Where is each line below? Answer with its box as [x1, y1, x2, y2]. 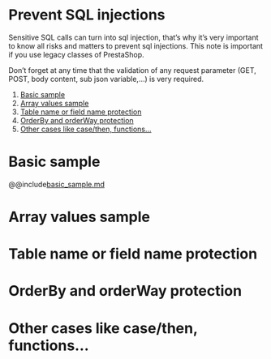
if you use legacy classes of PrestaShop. [8, 49, 144, 59]
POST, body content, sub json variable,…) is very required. [8, 74, 204, 83]
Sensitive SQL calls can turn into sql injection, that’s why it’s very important [8, 32, 259, 42]
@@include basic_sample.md [8, 179, 105, 189]
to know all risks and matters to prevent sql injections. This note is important [8, 41, 264, 50]
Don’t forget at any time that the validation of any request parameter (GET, [8, 65, 257, 75]
